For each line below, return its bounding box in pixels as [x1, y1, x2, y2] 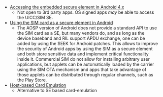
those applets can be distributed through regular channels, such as [17, 72, 154, 77]
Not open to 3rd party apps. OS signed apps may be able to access [17, 9, 154, 15]
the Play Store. [17, 77, 47, 83]
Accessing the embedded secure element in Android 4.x [9, 4, 125, 10]
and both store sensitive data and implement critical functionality [17, 51, 149, 57]
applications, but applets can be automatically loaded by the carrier [17, 61, 154, 67]
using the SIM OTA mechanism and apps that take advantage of [17, 67, 147, 73]
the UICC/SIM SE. [17, 15, 53, 20]
